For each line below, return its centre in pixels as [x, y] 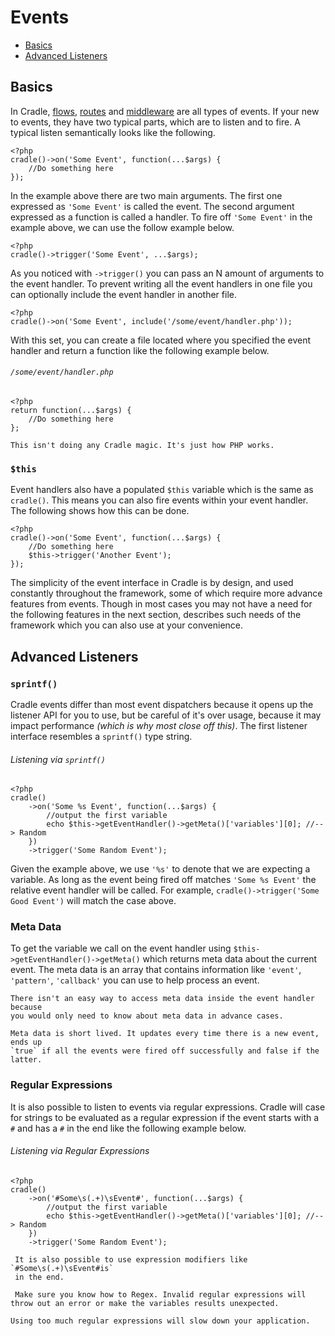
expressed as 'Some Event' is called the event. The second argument [152, 206]
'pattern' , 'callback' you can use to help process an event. [135, 980]
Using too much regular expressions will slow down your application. [160, 1321]
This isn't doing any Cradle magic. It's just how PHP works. [142, 445]
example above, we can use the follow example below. [122, 227]
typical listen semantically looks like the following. [113, 132]
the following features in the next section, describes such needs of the [156, 615]
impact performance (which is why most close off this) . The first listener [159, 725]
